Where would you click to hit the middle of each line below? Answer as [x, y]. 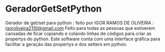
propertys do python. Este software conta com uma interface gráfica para [83, 39]
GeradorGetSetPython [53, 9]
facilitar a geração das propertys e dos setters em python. [66, 44]
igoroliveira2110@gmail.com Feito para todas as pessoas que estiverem [80, 28]
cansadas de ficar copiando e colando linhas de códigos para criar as [78, 33]
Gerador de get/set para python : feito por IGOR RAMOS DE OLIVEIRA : [79, 23]
